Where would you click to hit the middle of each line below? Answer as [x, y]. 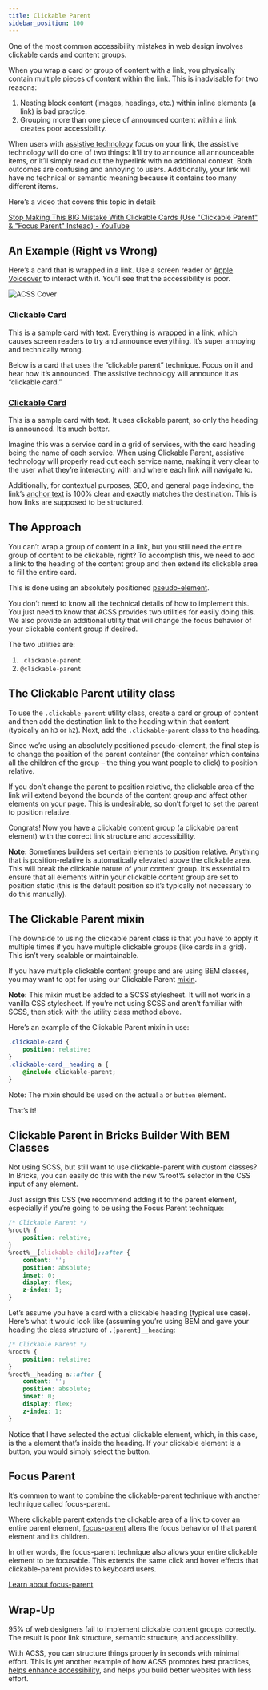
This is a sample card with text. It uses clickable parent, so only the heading [133, 420]
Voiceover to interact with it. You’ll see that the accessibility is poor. [119, 279]
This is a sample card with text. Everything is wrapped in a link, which [123, 332]
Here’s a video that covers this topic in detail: [82, 202]
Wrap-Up [32, 1610]
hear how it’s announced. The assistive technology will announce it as [123, 373]
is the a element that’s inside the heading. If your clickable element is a [125, 1443]
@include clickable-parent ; [69, 1072]
